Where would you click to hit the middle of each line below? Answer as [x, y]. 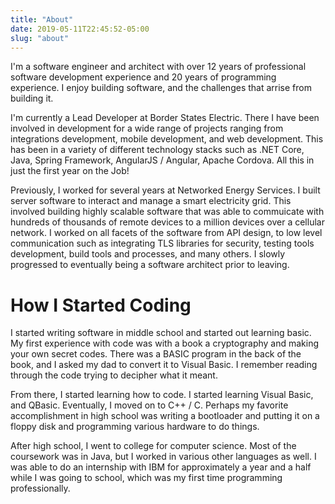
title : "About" [42, 19]
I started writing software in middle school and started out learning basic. [161, 333]
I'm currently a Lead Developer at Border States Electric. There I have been [165, 118]
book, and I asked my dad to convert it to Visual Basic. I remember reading [164, 365]
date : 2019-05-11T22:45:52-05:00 [80, 29]
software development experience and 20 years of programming [143, 77]
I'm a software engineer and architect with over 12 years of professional [158, 67]
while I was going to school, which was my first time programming [146, 478]
